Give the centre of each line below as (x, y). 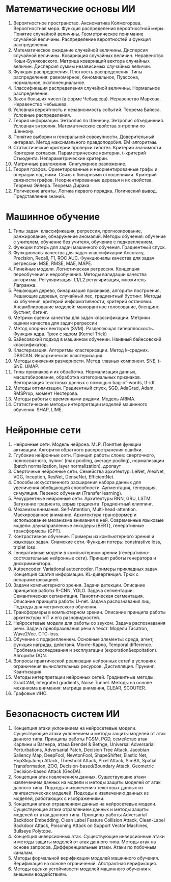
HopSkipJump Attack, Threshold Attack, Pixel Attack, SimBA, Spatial (85, 760)
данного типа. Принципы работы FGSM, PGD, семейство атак (80, 739)
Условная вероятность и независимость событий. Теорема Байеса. (87, 110)
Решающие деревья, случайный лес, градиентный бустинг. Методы (87, 296)
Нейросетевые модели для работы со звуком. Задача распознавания (89, 623)
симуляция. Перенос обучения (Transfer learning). (68, 493)
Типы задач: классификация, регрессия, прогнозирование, (78, 231)
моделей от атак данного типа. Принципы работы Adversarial (80, 814)
